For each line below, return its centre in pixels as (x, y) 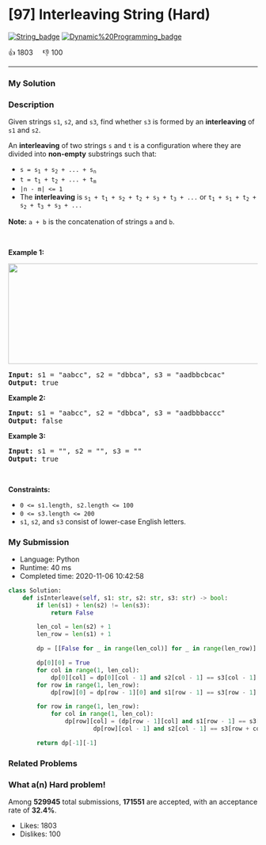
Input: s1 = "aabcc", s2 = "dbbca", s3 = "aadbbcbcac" (117, 375)
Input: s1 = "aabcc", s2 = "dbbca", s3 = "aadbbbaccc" (117, 413)
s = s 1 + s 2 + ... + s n (58, 171)
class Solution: (35, 590)
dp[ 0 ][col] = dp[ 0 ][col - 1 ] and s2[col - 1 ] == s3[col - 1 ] (154, 678)
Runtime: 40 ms (46, 567)
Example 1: (27, 252)
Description (31, 105)
